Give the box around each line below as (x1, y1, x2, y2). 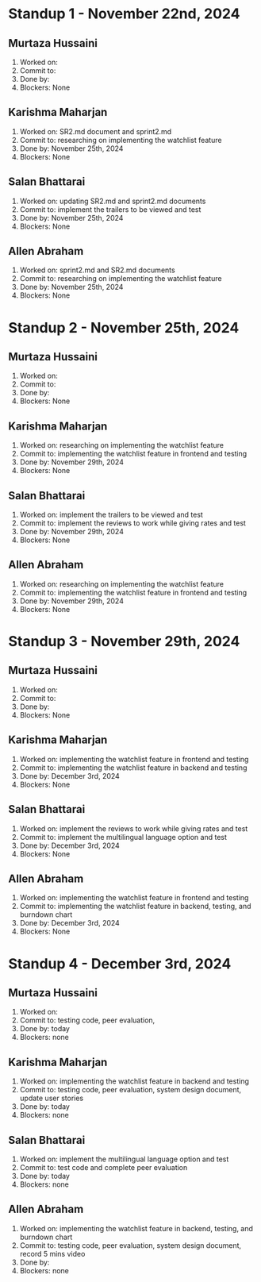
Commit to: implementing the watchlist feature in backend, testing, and (19, 902, 251, 911)
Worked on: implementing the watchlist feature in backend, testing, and (19, 1223, 254, 1233)
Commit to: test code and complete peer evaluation (19, 1162, 188, 1172)
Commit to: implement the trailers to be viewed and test (19, 204, 202, 214)
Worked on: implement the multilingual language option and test (19, 1154, 229, 1164)
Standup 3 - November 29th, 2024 (8, 633, 240, 651)
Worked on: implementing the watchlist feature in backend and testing (19, 1076, 250, 1086)
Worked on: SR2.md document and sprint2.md (19, 126, 172, 136)
